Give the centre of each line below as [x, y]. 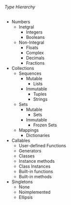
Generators [30, 151]
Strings [40, 99]
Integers [34, 32]
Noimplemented [35, 192]
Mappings [29, 130]
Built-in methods [35, 177]
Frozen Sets [45, 125]
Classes [27, 156]
